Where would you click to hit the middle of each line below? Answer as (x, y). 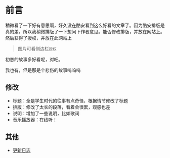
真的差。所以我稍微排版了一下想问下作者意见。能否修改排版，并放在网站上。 (85, 31)
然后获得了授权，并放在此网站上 (38, 38)
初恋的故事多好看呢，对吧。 (34, 59)
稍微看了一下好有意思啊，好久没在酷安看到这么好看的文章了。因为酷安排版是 (85, 25)
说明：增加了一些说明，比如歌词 (46, 113)
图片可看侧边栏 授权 (37, 48)
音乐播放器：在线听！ (35, 120)
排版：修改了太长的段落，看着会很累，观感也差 (61, 107)
